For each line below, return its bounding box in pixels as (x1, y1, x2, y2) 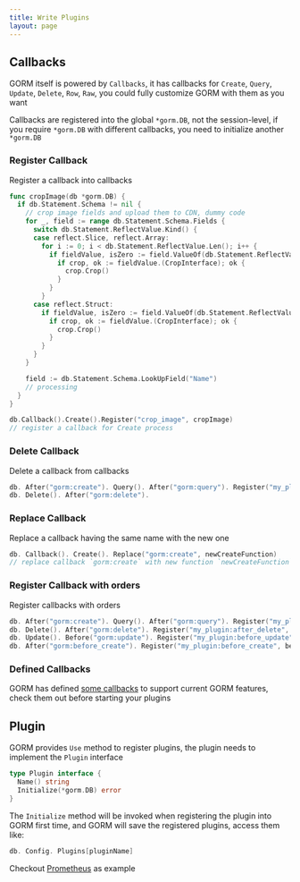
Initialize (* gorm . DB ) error (17, 785, 122, 794)
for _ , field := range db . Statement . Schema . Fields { (25, 216, 226, 226)
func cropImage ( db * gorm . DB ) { (9, 191, 126, 201)
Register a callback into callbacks (9, 174, 132, 185)
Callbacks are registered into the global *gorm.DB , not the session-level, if (9, 114, 279, 125)
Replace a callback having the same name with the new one (9, 532, 229, 543)
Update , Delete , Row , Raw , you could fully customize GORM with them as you (9, 88, 285, 98)
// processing (25, 382, 78, 392)
